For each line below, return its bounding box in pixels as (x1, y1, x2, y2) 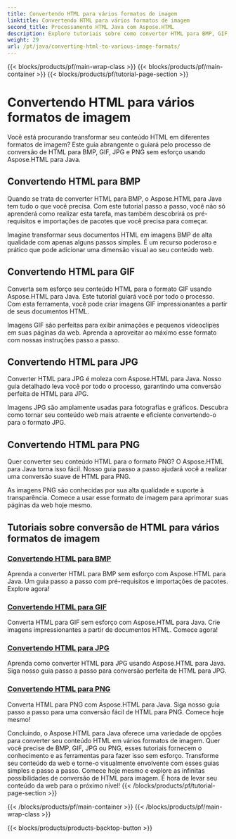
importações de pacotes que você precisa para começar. (42, 216, 209, 225)
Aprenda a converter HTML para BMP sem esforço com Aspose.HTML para (7, 569, 226, 578)
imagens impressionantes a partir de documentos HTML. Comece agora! (7, 626, 218, 634)
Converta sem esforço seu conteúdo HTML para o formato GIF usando (7, 285, 212, 293)
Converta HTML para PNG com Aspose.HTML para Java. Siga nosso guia (7, 700, 220, 709)
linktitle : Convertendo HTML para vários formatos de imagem (7, 17, 190, 24)
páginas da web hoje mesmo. (7, 501, 93, 509)
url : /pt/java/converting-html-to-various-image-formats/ (7, 43, 181, 50)
